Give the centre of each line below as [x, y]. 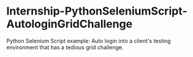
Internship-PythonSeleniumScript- [97, 11]
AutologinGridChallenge [70, 24]
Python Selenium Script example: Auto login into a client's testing [89, 41]
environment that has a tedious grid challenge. [65, 47]
